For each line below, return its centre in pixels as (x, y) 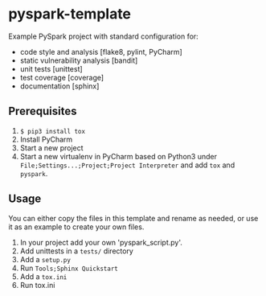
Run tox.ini (37, 285)
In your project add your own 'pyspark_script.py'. (101, 242)
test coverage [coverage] (62, 77)
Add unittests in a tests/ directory (77, 251)
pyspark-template (70, 14)
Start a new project (51, 148)
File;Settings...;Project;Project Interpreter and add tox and (127, 165)
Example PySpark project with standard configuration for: (103, 36)
